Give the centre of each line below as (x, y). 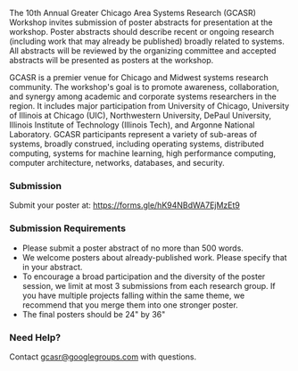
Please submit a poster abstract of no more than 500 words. (132, 248)
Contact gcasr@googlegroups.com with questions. (103, 357)
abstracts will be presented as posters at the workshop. (112, 60)
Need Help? (35, 337)
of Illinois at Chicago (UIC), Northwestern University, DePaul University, (141, 115)
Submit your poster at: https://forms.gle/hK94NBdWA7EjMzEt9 (125, 205)
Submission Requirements (68, 228)
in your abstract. (52, 267)
